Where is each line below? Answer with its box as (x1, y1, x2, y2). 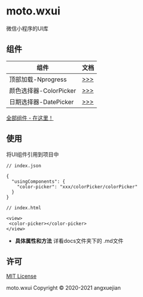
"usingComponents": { (11, 179, 66, 185)
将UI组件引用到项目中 (6, 150, 59, 158)
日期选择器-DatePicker (9, 97, 74, 106)
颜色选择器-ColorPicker (9, 86, 77, 94)
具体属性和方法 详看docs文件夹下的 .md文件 (14, 237, 124, 244)
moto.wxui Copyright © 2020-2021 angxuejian (6, 284, 121, 292)
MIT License (6, 272, 37, 280)
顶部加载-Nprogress (9, 75, 67, 84)
